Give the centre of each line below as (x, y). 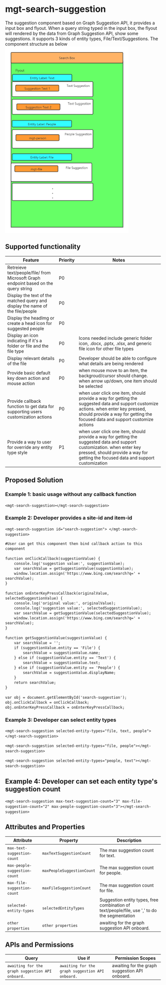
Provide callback (24, 401)
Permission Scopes (136, 958)
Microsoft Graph (24, 278)
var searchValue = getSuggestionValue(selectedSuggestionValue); (83, 613)
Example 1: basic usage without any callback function (71, 494)
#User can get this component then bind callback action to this (74, 544)
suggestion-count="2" (27, 806)
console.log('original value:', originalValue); (65, 603)
